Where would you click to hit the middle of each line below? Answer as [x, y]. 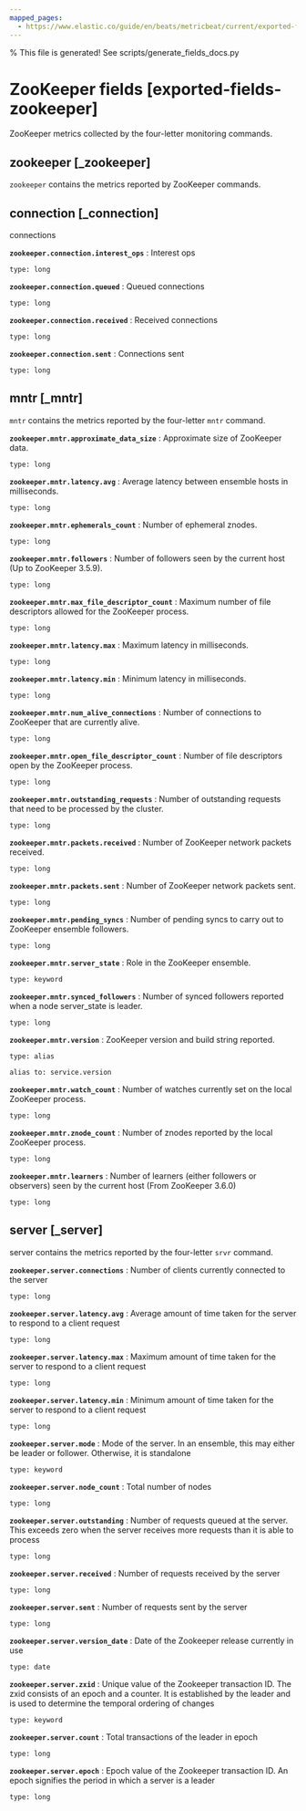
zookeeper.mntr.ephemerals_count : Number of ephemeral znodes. [133, 525]
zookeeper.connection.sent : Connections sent [97, 354]
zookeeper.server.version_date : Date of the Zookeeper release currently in [152, 1640]
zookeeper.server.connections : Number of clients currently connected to [148, 1270]
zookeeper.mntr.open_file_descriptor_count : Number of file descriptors [146, 755]
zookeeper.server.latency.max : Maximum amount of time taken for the [143, 1357]
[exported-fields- [214, 89]
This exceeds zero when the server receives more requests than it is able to [152, 1530]
